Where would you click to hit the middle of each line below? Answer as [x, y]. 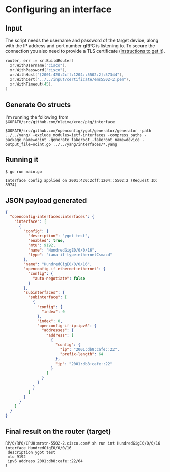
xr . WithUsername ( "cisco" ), [38, 65]
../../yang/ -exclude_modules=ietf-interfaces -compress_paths [74, 135]
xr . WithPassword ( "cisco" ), [38, 70]
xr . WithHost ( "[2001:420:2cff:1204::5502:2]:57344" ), [67, 75]
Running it [22, 160]
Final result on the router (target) [58, 432]
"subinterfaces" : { [44, 293]
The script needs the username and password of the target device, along [82, 40]
